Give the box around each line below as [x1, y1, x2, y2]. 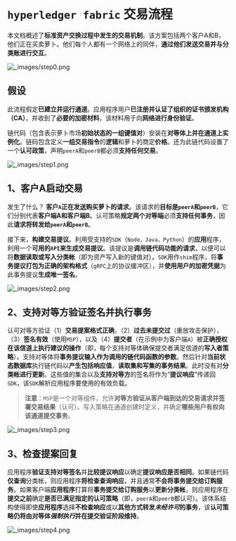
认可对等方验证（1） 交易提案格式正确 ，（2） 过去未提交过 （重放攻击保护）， [7, 326, 223, 335]
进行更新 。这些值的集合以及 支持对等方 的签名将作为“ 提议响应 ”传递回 [19, 370, 216, 378]
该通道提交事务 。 [24, 412, 74, 420]
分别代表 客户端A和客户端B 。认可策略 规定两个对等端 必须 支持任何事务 [13, 211, 213, 219]
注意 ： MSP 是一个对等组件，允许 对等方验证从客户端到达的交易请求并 [24, 394, 219, 402]
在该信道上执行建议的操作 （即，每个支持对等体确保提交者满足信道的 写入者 [7, 344, 223, 352]
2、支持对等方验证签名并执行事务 [7, 306, 152, 318]
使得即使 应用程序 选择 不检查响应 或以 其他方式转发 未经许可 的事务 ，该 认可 [13, 503, 223, 511]
